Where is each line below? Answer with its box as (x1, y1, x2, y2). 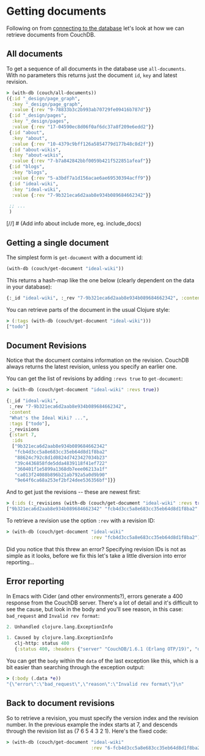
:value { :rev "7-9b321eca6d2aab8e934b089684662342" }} (12, 192, 151, 198)
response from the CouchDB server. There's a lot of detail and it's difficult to (6, 599, 198, 606)
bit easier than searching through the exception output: (6, 664, 145, 671)
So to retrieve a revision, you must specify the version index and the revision (6, 714, 199, 722)
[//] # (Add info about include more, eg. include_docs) (6, 220, 142, 227)
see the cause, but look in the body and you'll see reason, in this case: (6, 605, 184, 612)
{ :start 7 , (9, 432, 37, 438)
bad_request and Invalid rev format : (6, 612, 100, 619)
